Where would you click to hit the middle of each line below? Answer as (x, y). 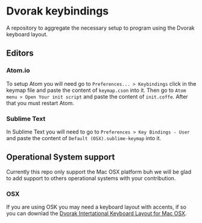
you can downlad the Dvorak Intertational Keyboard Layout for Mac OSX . (96, 213)
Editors (20, 53)
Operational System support (61, 157)
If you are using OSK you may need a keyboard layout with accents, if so (96, 207)
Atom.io (18, 71)
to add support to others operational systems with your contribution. (91, 178)
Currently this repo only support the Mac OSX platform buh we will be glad (99, 172)
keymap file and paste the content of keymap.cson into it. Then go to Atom (96, 90)
